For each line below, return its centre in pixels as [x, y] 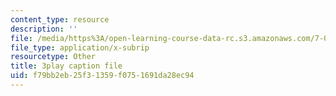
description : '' [44, 29]
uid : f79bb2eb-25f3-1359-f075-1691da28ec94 [102, 76]
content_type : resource [60, 19]
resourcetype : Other [53, 57]
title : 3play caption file [66, 66]
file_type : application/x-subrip [80, 47]
